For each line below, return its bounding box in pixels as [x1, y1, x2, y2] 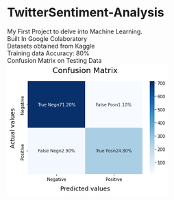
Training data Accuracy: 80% [7, 49, 90, 57]
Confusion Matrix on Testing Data [7, 56, 102, 64]
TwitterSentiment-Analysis [7, 5, 164, 20]
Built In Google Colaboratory [7, 34, 88, 42]
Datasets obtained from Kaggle [7, 42, 95, 50]
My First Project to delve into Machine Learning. [7, 27, 142, 35]
